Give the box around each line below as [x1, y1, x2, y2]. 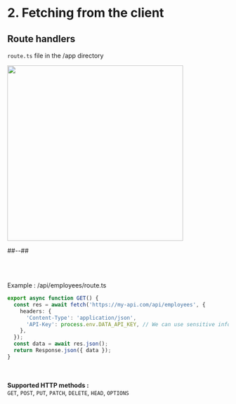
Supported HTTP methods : [7, 381, 89, 389]
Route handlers [7, 33, 76, 45]
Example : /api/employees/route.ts [7, 281, 107, 289]
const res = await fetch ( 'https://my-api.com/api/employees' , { [13, 301, 206, 308]
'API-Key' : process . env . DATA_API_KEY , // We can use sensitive [25, 321, 216, 328]
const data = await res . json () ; [13, 340, 109, 348]
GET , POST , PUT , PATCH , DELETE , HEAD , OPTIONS [7, 388, 130, 397]
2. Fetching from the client [7, 5, 164, 21]
